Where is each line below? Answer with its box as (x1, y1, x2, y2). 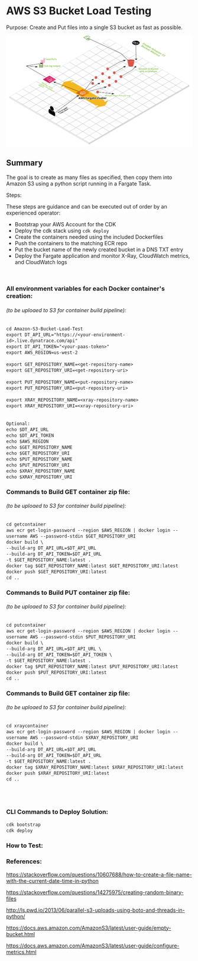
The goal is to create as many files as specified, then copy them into (6, 174, 173, 181)
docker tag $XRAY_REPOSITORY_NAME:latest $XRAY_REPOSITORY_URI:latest (6, 764, 184, 770)
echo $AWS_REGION (6, 438, 49, 444)
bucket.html (6, 930, 35, 937)
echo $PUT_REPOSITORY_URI (6, 462, 70, 468)
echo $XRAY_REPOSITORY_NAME (6, 468, 76, 474)
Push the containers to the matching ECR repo (14, 239, 128, 246)
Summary (6, 158, 43, 168)
